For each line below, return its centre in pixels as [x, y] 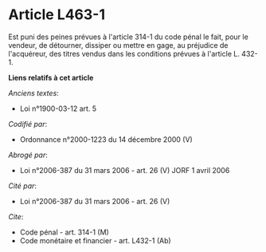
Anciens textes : [34, 93]
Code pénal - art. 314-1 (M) [64, 232]
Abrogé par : [28, 155]
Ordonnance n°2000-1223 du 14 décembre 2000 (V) [106, 139]
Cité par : [23, 186]
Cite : [16, 216]
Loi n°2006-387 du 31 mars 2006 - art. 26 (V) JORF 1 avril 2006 [125, 170]
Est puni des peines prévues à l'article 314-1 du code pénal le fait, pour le [128, 37]
